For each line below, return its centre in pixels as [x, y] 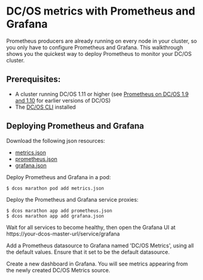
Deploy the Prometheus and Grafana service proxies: [72, 199]
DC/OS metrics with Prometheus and [101, 11]
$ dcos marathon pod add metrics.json [55, 188]
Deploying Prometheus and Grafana [75, 126]
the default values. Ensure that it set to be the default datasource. [88, 252]
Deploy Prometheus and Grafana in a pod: [58, 177]
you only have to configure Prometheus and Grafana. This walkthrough [95, 47]
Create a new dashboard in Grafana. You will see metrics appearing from [97, 264]
